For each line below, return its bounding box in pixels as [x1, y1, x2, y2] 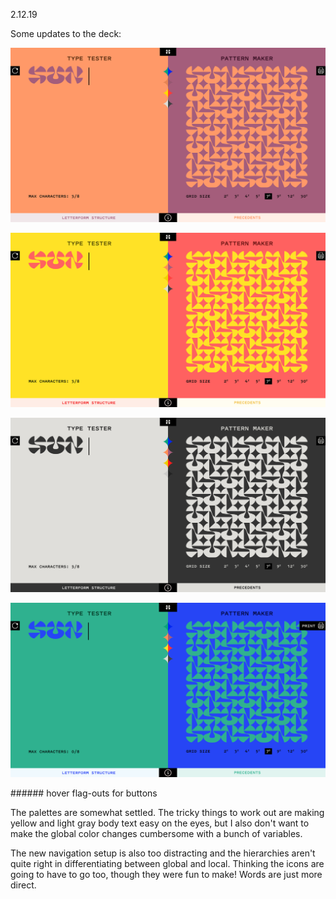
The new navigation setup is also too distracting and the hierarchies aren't [10, 847, 316, 859]
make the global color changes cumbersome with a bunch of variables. [10, 828, 303, 840]
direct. [10, 879, 37, 891]
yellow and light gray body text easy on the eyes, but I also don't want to [10, 817, 310, 829]
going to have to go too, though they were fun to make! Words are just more [10, 869, 323, 881]
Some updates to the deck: [10, 28, 122, 39]
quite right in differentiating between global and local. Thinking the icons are [10, 858, 325, 870]
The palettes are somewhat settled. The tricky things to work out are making [10, 807, 325, 819]
